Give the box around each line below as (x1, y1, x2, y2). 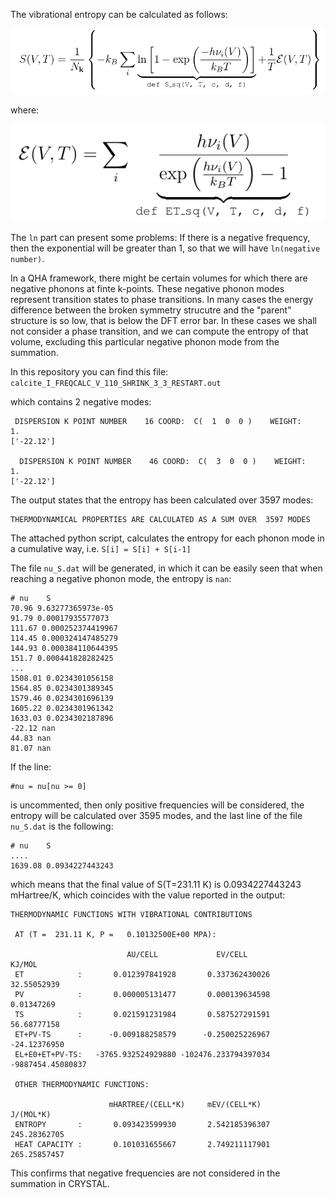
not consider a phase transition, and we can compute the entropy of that (10, 325, 309, 338)
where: (10, 104, 40, 116)
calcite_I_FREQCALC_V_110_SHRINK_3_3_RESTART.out (10, 379, 222, 389)
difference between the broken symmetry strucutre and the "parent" (10, 304, 292, 316)
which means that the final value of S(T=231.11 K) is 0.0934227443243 (10, 879, 302, 891)
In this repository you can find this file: (10, 366, 169, 378)
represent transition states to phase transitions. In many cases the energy (10, 294, 314, 306)
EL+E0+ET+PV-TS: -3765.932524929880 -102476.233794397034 (14, 1050, 271, 1060)
